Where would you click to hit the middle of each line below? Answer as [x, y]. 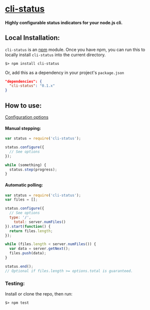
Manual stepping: [23, 128]
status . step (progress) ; [33, 170]
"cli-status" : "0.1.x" [32, 86]
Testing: [15, 283]
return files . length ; [31, 231]
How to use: [23, 105]
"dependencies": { [23, 81]
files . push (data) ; [28, 253]
